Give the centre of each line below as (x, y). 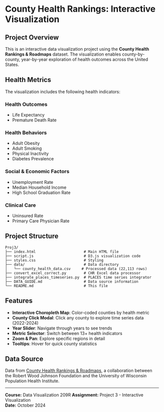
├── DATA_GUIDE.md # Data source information (72, 281)
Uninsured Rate (28, 216)
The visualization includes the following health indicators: (63, 92)
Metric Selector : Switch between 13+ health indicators (67, 333)
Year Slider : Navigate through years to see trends (62, 328)
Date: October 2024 (25, 405)
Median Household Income (39, 187)
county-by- (133, 54)
